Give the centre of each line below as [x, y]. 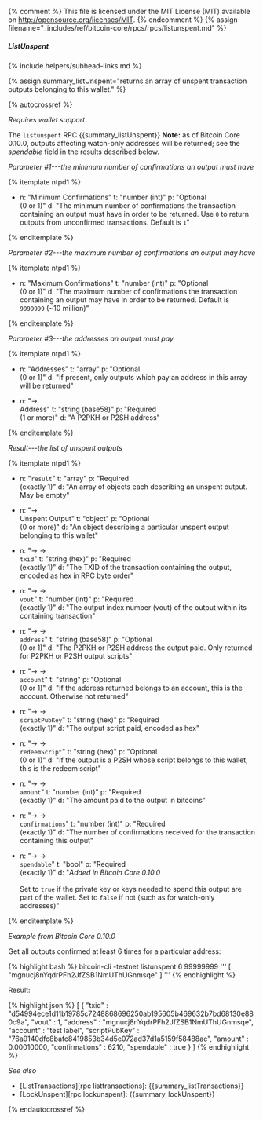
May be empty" [44, 495]
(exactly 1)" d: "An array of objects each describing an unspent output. [133, 487]
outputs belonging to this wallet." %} [67, 89]
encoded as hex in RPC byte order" [77, 575]
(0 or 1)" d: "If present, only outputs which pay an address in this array [133, 377]
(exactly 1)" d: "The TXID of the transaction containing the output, [126, 567]
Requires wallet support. [48, 119]
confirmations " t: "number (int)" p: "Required [93, 823]
